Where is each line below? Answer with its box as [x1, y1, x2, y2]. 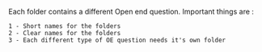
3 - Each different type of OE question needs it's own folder [8, 36, 226, 44]
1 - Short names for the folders [8, 22, 121, 30]
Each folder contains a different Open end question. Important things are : [8, 7, 255, 16]
